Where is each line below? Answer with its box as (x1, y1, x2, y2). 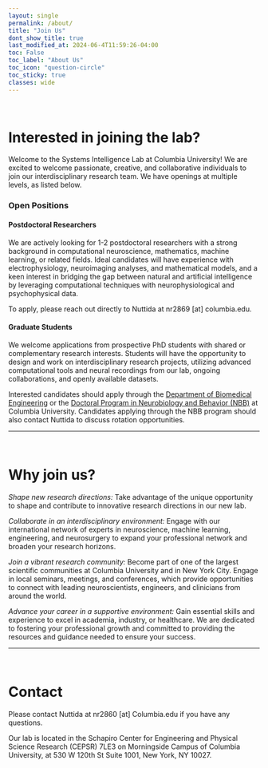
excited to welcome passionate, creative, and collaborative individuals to (8, 163, 247, 172)
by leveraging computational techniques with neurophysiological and (8, 280, 235, 290)
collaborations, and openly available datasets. (8, 374, 159, 383)
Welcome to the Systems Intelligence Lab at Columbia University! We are (8, 155, 248, 164)
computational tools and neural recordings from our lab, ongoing (8, 365, 221, 375)
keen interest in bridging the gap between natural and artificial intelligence (8, 271, 253, 281)
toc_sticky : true (8, 71, 66, 79)
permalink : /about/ (8, 19, 73, 27)
